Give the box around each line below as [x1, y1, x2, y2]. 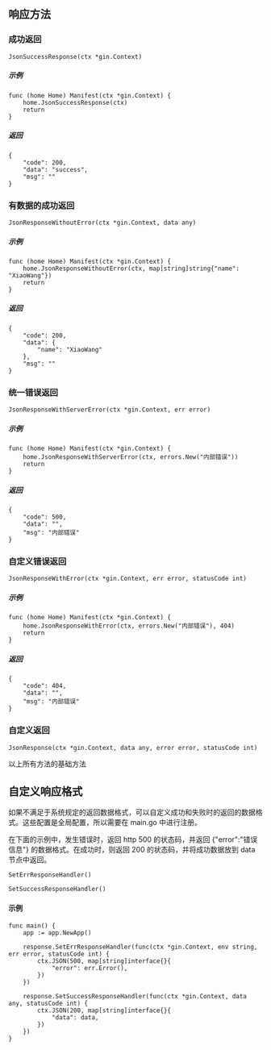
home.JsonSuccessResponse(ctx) [23, 98, 128, 106]
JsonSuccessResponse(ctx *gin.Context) [8, 52, 143, 60]
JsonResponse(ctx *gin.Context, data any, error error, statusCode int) [8, 744, 258, 752]
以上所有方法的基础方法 [8, 759, 86, 769]
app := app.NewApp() [23, 928, 92, 937]
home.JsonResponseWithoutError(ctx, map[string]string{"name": [23, 265, 240, 273]
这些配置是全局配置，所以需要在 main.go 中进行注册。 [22, 818, 202, 827]
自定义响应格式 [8, 785, 83, 798]
